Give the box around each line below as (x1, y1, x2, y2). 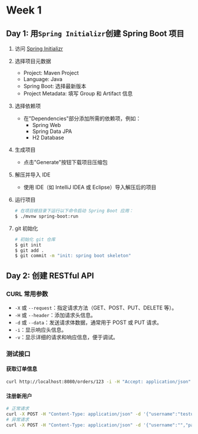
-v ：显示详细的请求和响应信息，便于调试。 (14, 333, 119, 340)
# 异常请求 (6, 416, 29, 422)
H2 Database (32, 134, 64, 141)
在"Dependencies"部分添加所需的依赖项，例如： (23, 115, 141, 122)
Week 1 (6, 4, 42, 17)
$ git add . (14, 248, 44, 253)
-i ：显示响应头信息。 (14, 326, 67, 333)
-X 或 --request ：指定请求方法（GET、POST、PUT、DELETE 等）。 (14, 304, 177, 311)
